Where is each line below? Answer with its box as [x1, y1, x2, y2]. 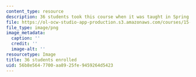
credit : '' [11, 41, 38, 47]
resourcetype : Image [6, 52, 57, 57]
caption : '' [11, 35, 41, 41]
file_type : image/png [6, 24, 59, 31]
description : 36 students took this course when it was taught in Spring [6, 14, 190, 20]
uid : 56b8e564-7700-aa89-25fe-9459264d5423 [6, 62, 114, 68]
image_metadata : [6, 30, 45, 36]
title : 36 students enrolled [6, 57, 77, 63]
